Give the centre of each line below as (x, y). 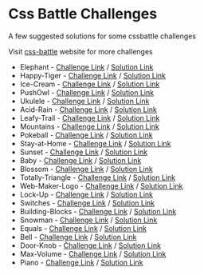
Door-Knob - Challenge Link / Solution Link (90, 245)
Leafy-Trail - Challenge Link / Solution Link (90, 118)
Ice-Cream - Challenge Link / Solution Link (90, 84)
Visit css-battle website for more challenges (80, 51)
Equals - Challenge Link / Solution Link (83, 228)
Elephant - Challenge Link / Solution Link (86, 67)
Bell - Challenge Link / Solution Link (78, 237)
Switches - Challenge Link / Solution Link (87, 203)
